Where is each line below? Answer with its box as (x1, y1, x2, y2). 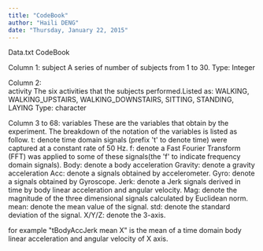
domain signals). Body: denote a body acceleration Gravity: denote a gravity (8, 161, 256, 170)
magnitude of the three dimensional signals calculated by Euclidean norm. (8, 194, 249, 203)
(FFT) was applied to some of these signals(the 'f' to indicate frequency (8, 152, 241, 161)
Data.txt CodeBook (8, 48, 70, 57)
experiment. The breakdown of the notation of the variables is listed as (8, 127, 238, 136)
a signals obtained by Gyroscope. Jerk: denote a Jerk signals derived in (8, 177, 242, 186)
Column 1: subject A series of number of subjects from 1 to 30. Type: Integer (8, 63, 256, 72)
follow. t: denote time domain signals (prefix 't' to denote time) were (8, 135, 228, 145)
